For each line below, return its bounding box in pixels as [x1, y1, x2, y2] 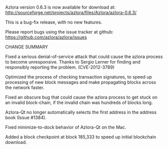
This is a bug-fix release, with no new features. [5, 19, 103, 25]
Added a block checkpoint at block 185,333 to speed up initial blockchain [5, 134, 156, 139]
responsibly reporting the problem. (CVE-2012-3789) [5, 64, 115, 70]
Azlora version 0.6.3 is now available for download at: [5, 4, 116, 10]
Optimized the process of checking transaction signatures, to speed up [5, 74, 152, 79]
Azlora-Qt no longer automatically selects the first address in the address [5, 109, 157, 115]
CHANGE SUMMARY [5, 44, 49, 49]
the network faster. [5, 84, 45, 90]
